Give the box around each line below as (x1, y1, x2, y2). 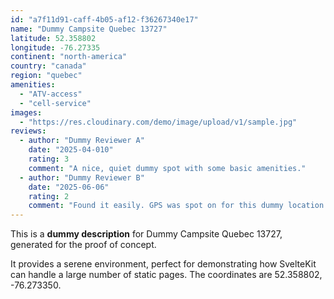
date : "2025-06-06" (28, 182, 110, 192)
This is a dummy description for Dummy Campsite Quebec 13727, (10, 228, 283, 240)
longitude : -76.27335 (10, 42, 101, 53)
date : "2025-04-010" (28, 145, 114, 155)
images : (10, 107, 43, 118)
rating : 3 (28, 154, 70, 164)
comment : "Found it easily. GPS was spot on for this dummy (28, 201, 284, 211)
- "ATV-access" (19, 89, 83, 99)
